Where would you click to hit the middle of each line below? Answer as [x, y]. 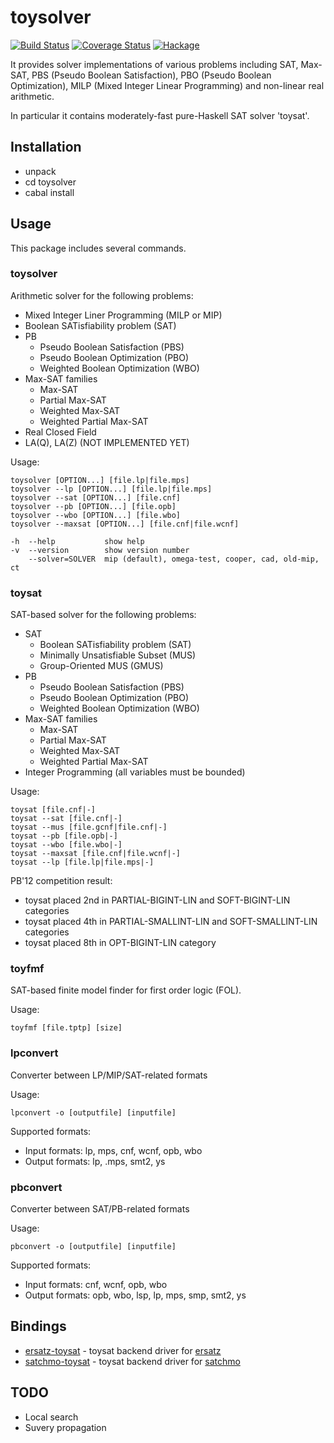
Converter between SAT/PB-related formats [100, 1209]
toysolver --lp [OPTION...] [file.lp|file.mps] [111, 489]
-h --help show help [77, 541]
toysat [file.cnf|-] [53, 810]
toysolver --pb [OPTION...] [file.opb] [93, 506]
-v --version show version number [100, 550]
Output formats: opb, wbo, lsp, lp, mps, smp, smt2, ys [135, 1295]
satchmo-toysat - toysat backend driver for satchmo [132, 1361]
